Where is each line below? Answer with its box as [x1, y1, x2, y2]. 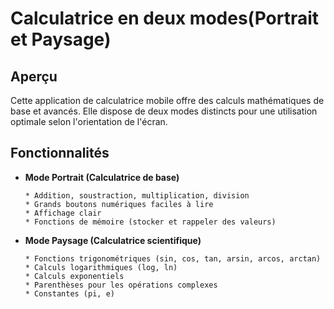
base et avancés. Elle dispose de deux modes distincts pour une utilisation [10, 105, 318, 117]
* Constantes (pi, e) [24, 288, 115, 299]
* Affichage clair [24, 208, 102, 218]
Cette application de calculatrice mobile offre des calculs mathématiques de [10, 95, 325, 106]
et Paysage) [10, 28, 112, 51]
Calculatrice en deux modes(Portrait [10, 7, 320, 30]
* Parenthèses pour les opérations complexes [24, 280, 218, 290]
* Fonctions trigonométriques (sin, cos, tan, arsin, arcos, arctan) [24, 253, 322, 264]
